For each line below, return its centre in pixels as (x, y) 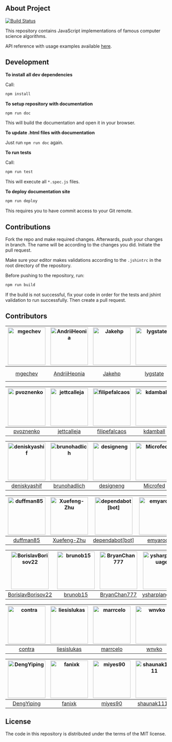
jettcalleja (69, 431)
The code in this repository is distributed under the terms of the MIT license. (86, 734)
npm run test (19, 172)
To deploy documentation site (38, 192)
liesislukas (69, 649)
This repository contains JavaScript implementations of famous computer (83, 31)
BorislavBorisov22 (30, 594)
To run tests (18, 153)
